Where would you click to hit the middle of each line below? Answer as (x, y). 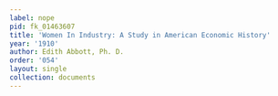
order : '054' (34, 60)
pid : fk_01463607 (42, 27)
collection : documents (52, 78)
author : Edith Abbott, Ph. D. (67, 52)
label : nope (32, 18)
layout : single (38, 69)
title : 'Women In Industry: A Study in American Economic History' (140, 35)
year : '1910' (34, 43)
